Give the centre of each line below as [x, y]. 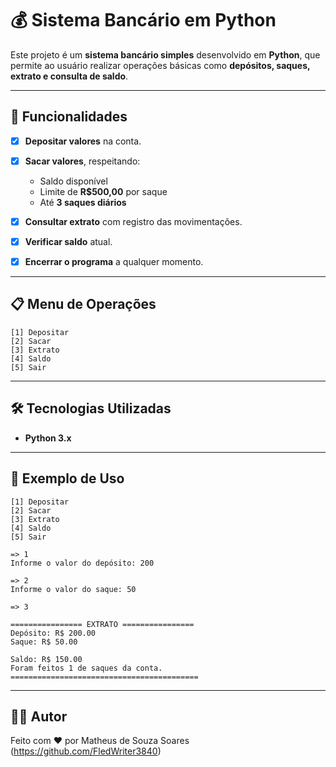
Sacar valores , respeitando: [82, 161]
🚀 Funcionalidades [69, 117]
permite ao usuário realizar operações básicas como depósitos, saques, [160, 65]
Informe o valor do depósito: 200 [82, 563]
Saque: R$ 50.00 [44, 642]
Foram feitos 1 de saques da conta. [86, 668]
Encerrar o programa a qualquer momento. [114, 261]
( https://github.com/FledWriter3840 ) [86, 751]
